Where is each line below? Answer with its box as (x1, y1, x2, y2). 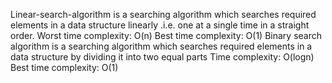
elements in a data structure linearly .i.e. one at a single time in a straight (10, 19, 310, 31)
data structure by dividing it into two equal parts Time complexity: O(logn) (10, 51, 315, 63)
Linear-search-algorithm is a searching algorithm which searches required (10, 9, 317, 20)
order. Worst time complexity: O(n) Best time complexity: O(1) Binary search (10, 30, 322, 41)
